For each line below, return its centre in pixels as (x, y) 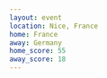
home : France (34, 34)
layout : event (36, 17)
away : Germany (36, 43)
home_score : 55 (38, 51)
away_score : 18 (38, 59)
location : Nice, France (54, 26)
